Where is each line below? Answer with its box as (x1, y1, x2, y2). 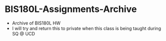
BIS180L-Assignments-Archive (5, 3, 137, 15)
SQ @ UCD (12, 30, 35, 36)
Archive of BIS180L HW (12, 20, 61, 26)
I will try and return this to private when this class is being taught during (12, 25, 161, 31)
